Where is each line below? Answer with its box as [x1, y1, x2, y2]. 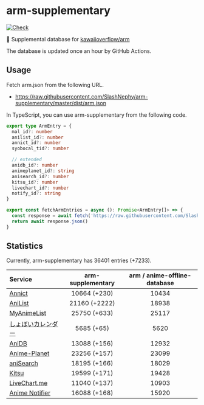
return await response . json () [12, 218, 88, 224]
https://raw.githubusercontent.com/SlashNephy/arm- [15, 92, 148, 100]
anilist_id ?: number [12, 134, 64, 140]
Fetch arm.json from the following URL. [6, 81, 104, 88]
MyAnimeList [9, 309, 47, 317]
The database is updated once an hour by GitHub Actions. [6, 47, 152, 55]
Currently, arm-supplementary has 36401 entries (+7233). [6, 257, 152, 265]
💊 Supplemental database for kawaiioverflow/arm [6, 35, 130, 43]
